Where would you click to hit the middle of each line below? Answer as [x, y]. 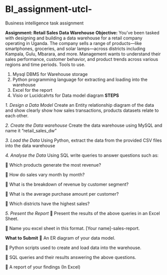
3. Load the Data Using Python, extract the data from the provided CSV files [83, 140]
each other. [17, 115]
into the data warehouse [30, 145]
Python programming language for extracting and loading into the [80, 79]
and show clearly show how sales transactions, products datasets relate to [82, 110]
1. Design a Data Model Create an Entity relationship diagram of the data [79, 105]
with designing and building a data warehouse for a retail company [74, 38]
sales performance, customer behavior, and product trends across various [82, 59]
